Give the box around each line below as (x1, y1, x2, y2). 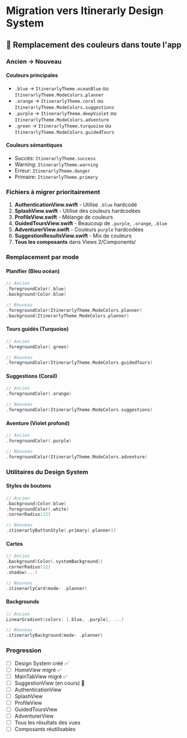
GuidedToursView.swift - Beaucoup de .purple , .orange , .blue (14, 220, 168, 227)
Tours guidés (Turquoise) (6, 326, 69, 333)
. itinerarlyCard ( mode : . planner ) (6, 585, 88, 591)
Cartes (6, 540, 23, 547)
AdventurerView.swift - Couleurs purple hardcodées (14, 226, 144, 233)
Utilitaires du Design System (6, 468, 89, 476)
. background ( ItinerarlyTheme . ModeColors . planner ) (6, 313, 130, 319)
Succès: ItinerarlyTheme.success (14, 154, 96, 161)
